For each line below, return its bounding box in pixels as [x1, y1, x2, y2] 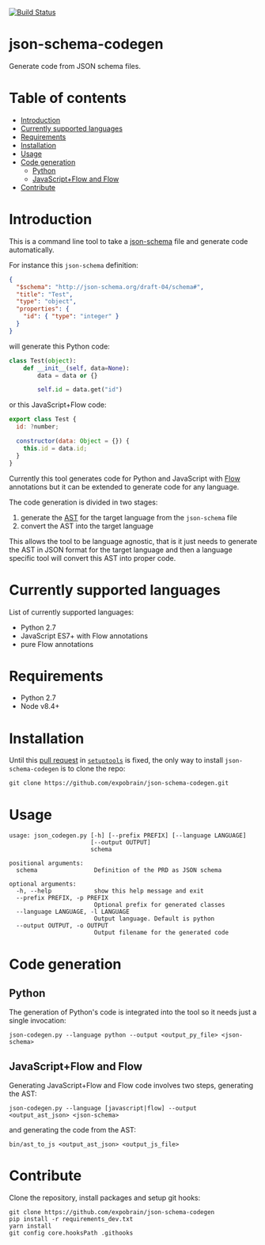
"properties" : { [16, 305, 70, 313]
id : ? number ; [16, 423, 59, 431]
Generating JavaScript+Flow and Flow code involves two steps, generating [9, 1081, 254, 1091]
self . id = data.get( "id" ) [37, 386, 123, 394]
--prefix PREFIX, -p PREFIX [16, 894, 109, 902]
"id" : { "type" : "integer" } [23, 313, 119, 321]
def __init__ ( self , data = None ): [23, 364, 130, 372]
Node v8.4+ [20, 702, 60, 711]
